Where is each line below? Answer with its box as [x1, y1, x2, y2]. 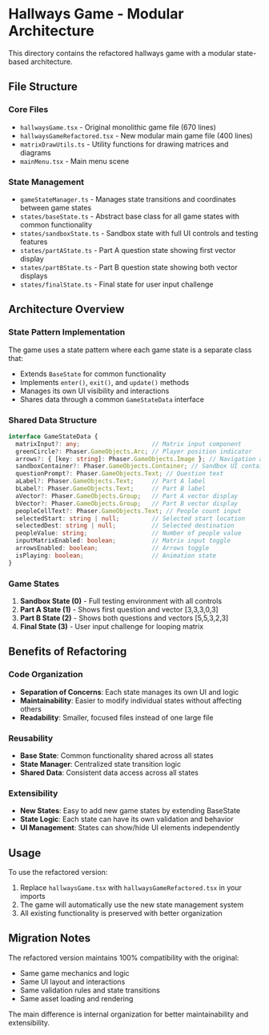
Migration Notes [8, 932, 90, 945]
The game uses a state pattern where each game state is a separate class [8, 345, 252, 355]
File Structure [8, 80, 78, 94]
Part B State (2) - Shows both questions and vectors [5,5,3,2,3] [19, 613, 229, 623]
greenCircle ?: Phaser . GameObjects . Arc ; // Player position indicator [15, 447, 252, 455]
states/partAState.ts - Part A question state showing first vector [19, 245, 236, 255]
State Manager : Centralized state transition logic [19, 759, 182, 768]
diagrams [19, 147, 51, 157]
